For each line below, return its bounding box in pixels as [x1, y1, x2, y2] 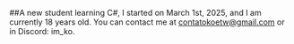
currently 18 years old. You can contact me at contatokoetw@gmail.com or [9, 17, 285, 27]
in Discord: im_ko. [9, 26, 75, 36]
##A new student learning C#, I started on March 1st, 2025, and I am [9, 8, 262, 18]
